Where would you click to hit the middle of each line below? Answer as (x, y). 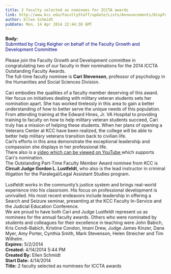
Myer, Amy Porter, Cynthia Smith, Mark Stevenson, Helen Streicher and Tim (84, 234)
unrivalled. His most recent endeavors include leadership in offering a (78, 196)
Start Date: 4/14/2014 (28, 261)
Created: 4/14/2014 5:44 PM (35, 250)
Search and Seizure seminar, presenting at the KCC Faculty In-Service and (83, 201)
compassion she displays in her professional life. (56, 147)
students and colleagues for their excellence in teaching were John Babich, (84, 223)
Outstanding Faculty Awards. (36, 71)
